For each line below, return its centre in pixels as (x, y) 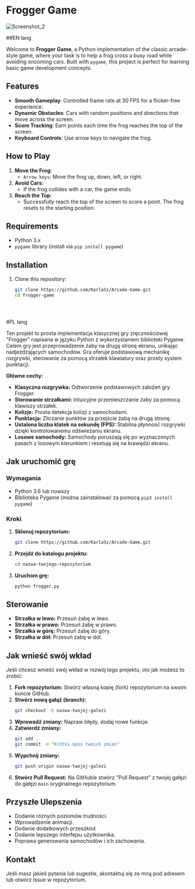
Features (22, 86)
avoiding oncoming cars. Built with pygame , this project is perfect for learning (98, 62)
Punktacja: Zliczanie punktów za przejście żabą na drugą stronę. (93, 418)
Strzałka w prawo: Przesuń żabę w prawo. (66, 625)
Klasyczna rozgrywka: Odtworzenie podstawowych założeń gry (92, 387)
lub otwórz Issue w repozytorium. (46, 880)
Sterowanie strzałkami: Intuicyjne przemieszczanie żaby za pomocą (97, 399)
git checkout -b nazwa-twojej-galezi (60, 711)
